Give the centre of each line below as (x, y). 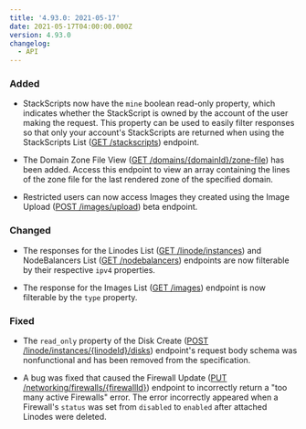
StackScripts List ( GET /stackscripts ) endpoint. (111, 142)
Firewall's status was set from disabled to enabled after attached (145, 407)
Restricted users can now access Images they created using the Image (156, 197)
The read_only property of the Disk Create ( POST (116, 341)
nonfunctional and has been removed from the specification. (137, 361)
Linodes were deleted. (64, 417)
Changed (31, 231)
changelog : (30, 43)
